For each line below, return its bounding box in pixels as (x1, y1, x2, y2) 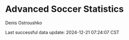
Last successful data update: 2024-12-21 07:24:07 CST (5, 29, 119, 35)
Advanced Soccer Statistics (5, 3, 124, 15)
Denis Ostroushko (5, 20, 43, 26)
